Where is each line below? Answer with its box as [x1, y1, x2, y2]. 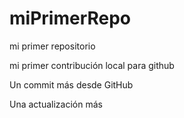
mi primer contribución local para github [9, 59, 175, 71]
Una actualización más [9, 98, 103, 110]
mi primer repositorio [9, 40, 96, 52]
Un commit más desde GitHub [9, 78, 134, 91]
